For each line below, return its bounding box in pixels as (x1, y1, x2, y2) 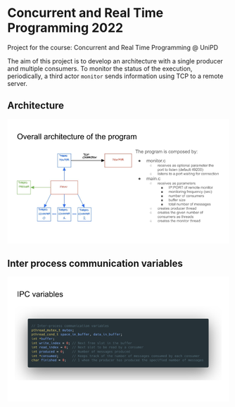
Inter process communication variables (7, 257, 183, 269)
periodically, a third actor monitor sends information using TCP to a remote (7, 72, 224, 80)
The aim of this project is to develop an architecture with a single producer (7, 56, 224, 65)
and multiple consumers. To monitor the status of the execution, (7, 64, 193, 73)
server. (7, 79, 28, 87)
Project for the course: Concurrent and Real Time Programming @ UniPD (7, 43, 219, 51)
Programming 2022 (7, 20, 124, 36)
